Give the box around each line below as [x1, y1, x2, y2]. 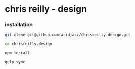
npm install [5, 51, 30, 56]
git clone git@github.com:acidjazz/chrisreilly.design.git [5, 32, 131, 38]
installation [5, 21, 33, 28]
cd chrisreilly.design [5, 41, 52, 47]
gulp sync [5, 60, 26, 65]
